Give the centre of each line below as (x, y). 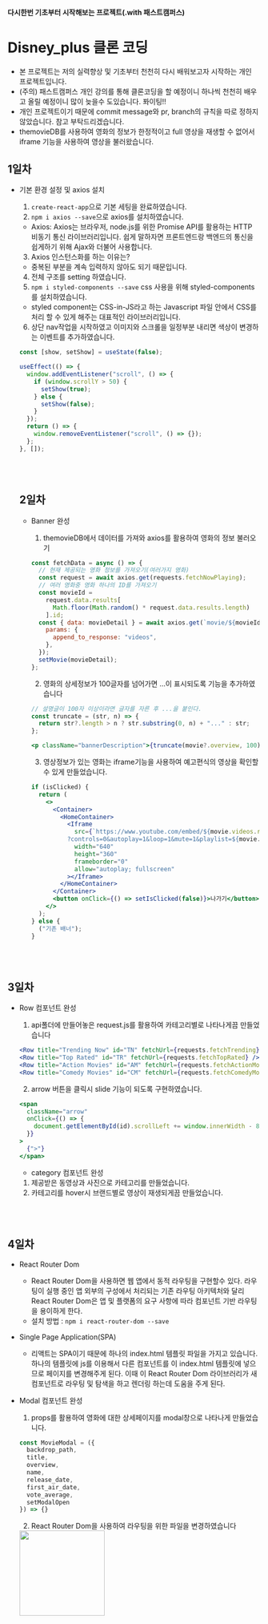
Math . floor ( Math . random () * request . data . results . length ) (151, 608)
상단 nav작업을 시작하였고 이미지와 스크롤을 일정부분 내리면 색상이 (134, 327)
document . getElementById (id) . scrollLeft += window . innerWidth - (143, 1126)
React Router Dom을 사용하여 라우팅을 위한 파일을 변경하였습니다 (134, 1526)
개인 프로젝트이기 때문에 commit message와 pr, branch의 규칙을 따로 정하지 (139, 111)
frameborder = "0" (101, 862)
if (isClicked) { (60, 787)
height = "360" (96, 854)
